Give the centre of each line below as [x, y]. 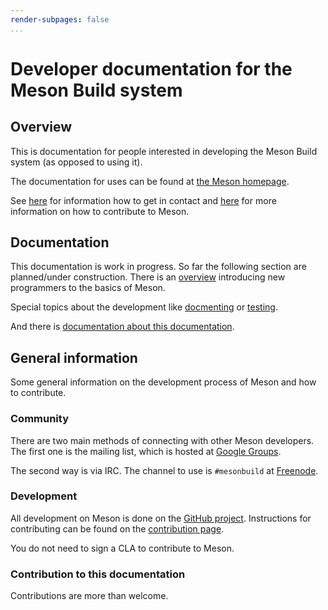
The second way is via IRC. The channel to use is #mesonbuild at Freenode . [164, 470]
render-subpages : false [60, 19]
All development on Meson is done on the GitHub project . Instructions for [161, 518]
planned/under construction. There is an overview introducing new [148, 277]
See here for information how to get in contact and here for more [143, 200]
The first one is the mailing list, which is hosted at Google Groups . [146, 451]
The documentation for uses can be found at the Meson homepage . [150, 181]
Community [39, 419]
